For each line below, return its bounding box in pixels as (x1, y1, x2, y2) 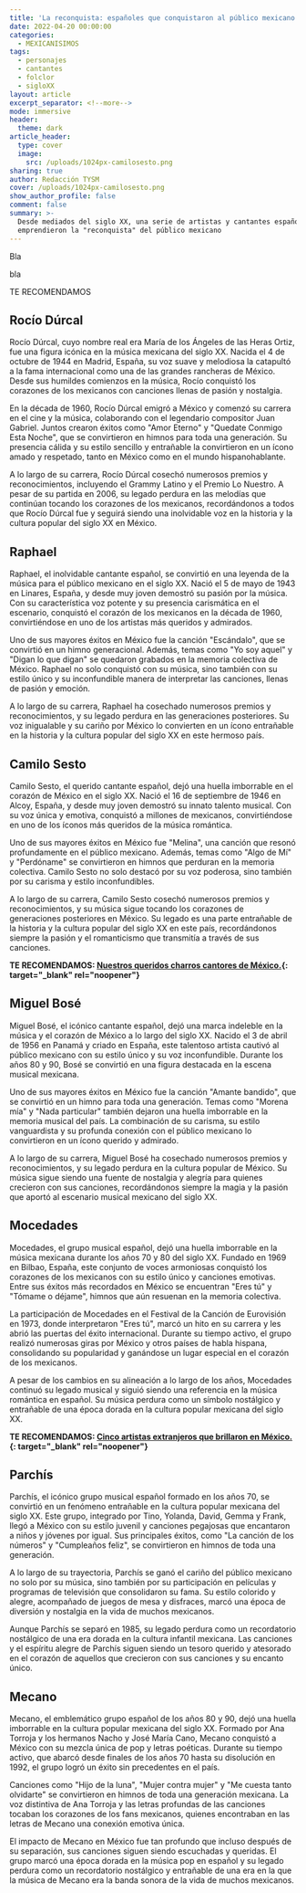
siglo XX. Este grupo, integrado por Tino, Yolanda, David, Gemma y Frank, (9, 1510, 287, 1521)
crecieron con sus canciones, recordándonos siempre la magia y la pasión (9, 1182, 289, 1193)
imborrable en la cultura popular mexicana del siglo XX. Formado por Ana (9, 1723, 285, 1734)
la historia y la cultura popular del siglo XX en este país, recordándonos (9, 922, 278, 933)
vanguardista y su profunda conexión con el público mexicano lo (9, 1125, 252, 1136)
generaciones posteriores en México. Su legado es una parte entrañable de (9, 912, 293, 923)
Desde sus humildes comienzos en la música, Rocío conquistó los (9, 375, 257, 386)
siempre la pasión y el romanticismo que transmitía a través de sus (9, 932, 260, 943)
